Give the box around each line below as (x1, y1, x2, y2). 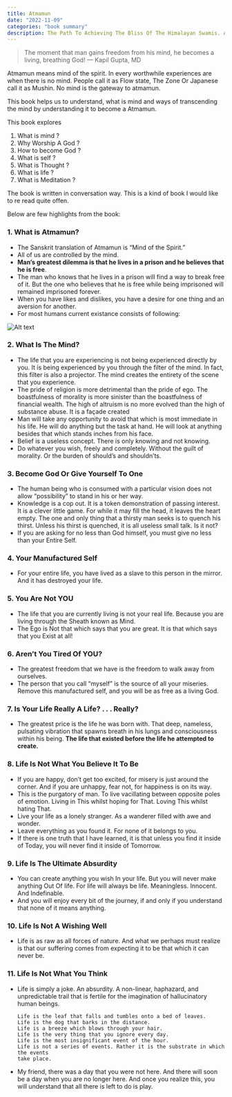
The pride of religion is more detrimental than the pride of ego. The (17, 385, 209, 394)
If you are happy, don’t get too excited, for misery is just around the (17, 775, 209, 783)
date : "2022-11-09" (7, 17, 64, 24)
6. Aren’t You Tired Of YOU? (7, 649, 102, 658)
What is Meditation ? (17, 176, 76, 184)
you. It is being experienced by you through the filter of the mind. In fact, (17, 363, 224, 371)
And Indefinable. (17, 888, 64, 897)
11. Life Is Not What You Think (7, 969, 108, 978)
